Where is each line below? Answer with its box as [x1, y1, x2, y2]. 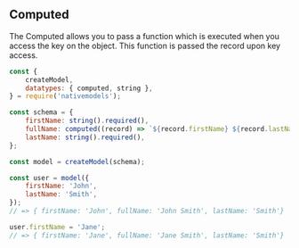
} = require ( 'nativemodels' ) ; [9, 92, 122, 101]
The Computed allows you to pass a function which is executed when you [9, 30, 280, 41]
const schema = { [9, 108, 74, 117]
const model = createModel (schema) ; [9, 157, 145, 166]
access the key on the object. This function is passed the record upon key [9, 40, 281, 51]
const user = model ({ [9, 173, 90, 182]
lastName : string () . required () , [25, 133, 145, 142]
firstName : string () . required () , [25, 116, 149, 126]
